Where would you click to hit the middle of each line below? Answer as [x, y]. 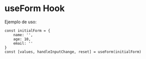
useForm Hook [35, 8]
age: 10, [22, 39]
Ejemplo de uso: [21, 22]
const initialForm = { [27, 30]
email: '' [23, 43]
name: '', [23, 35]
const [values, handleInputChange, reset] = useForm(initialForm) [73, 52]
